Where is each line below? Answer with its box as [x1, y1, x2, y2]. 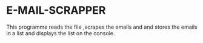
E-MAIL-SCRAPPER [6, 4, 106, 17]
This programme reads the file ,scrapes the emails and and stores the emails [6, 23, 198, 30]
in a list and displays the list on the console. [6, 29, 115, 36]
